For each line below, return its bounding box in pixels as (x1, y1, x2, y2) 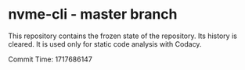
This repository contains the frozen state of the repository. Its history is (8, 31, 237, 40)
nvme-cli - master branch (8, 5, 178, 23)
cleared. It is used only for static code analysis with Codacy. (8, 39, 202, 48)
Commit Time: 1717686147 (8, 54, 92, 64)
